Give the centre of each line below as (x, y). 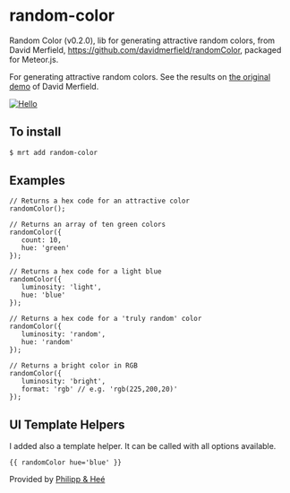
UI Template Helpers (67, 424)
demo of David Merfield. (54, 86)
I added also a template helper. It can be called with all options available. (143, 446)
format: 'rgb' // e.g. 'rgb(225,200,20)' (99, 389)
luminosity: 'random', (63, 334)
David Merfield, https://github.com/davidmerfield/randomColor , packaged (145, 49)
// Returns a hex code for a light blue (86, 272)
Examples (37, 181)
